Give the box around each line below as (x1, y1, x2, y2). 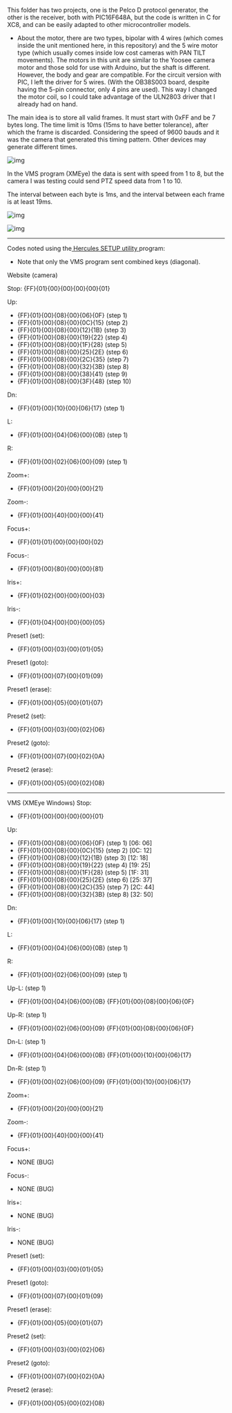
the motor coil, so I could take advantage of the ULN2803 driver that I (17, 93, 215, 101)
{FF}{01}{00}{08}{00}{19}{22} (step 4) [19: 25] (17, 861, 151, 869)
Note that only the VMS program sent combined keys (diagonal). (17, 258, 201, 265)
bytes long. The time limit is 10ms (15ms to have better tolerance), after (7, 121, 209, 129)
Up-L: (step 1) (7, 984, 46, 992)
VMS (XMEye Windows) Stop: (7, 799, 92, 807)
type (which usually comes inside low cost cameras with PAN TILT (17, 48, 206, 57)
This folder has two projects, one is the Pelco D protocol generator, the (7, 6, 209, 14)
